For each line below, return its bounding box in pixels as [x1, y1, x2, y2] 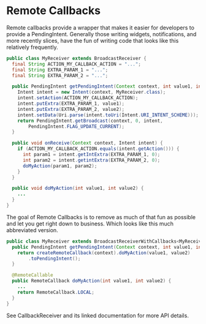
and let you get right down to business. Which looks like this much [6, 220, 174, 227]
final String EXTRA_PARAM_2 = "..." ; [12, 72, 109, 78]
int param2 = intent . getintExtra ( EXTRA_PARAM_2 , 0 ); [22, 157, 161, 163]
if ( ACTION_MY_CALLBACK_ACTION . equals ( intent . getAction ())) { [17, 146, 180, 152]
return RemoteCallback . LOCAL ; [17, 289, 95, 295]
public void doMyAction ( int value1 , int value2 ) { [12, 185, 144, 192]
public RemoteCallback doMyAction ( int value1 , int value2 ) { [12, 278, 172, 284]
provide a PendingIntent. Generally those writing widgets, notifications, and [6, 30, 197, 37]
